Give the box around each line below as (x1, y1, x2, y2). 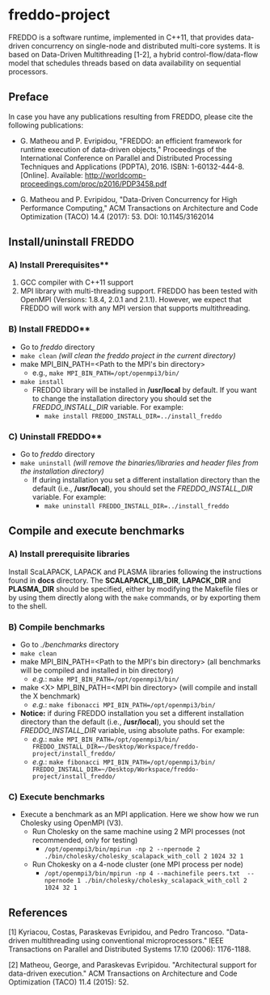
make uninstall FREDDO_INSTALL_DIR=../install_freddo (44, 503, 230, 511)
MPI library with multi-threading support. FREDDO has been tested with (19, 286, 259, 296)
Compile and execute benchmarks (8, 524, 185, 538)
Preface (8, 91, 49, 104)
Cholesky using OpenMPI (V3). (19, 818, 124, 828)
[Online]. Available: (19, 170, 83, 179)
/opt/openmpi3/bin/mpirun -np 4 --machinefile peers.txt (44, 870, 240, 878)
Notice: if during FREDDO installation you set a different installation (19, 709, 244, 719)
